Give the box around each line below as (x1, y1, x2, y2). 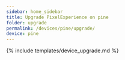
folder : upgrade (6, 20, 47, 26)
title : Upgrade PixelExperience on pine (6, 14, 109, 20)
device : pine (6, 31, 39, 37)
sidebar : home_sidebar (6, 8, 63, 15)
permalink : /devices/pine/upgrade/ (6, 25, 96, 31)
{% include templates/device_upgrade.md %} (6, 47, 119, 54)
